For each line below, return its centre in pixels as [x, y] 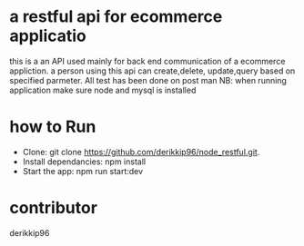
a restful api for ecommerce [116, 17]
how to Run [53, 127]
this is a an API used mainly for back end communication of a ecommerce [147, 61]
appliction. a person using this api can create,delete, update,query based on [152, 71]
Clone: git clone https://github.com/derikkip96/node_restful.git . [141, 152]
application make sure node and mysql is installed [103, 90]
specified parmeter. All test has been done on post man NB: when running [148, 80]
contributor [54, 208]
